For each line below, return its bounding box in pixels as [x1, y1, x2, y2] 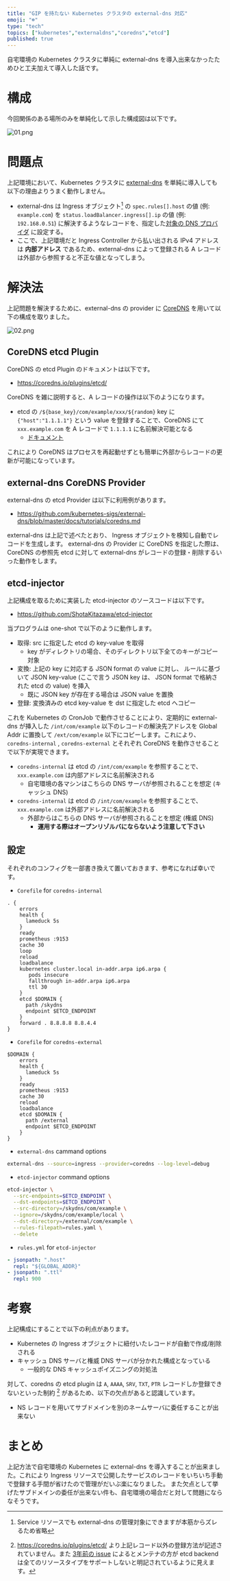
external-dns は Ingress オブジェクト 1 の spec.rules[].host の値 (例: [16, 200, 210, 210]
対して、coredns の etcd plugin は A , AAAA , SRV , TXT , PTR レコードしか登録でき [7, 1380, 222, 1388]
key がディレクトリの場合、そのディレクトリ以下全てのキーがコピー [27, 647, 218, 656]
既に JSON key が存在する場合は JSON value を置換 [27, 691, 174, 699]
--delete [13, 1230, 38, 1238]
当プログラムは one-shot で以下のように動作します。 [7, 624, 155, 632]
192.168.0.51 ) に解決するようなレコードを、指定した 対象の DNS [16, 219, 199, 227]
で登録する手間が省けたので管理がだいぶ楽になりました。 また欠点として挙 [7, 1479, 219, 1488]
